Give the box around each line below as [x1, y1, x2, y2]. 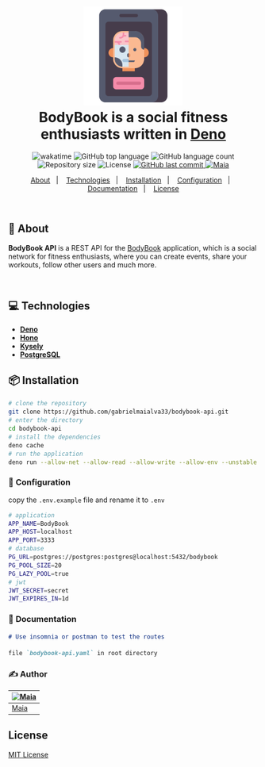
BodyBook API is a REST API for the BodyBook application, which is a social [8, 243, 257, 252]
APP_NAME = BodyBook [8, 520, 69, 527]
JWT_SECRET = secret [8, 586, 69, 595]
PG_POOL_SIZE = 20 [8, 561, 62, 569]
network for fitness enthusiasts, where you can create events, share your [8, 251, 248, 261]
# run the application [8, 450, 83, 458]
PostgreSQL [19, 350, 61, 359]
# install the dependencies [8, 433, 102, 441]
